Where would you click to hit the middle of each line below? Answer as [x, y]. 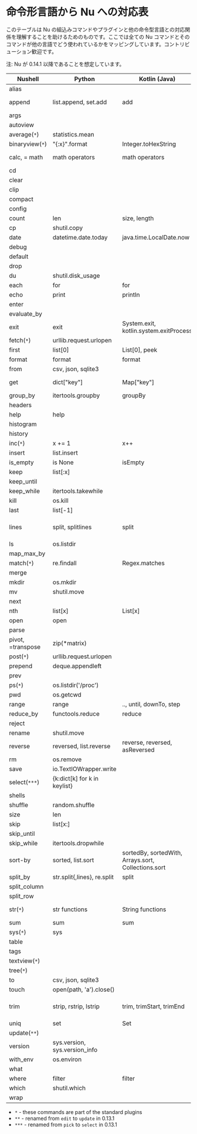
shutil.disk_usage [76, 275]
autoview [21, 125]
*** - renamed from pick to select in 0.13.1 [66, 1125]
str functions [70, 909]
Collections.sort [144, 867]
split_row [21, 896]
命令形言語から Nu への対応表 [77, 12]
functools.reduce [76, 713]
